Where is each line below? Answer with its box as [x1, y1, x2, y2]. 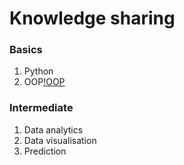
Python [23, 65, 54, 77]
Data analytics [23, 123, 84, 136]
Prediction [23, 145, 67, 157]
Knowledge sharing [9, 7, 176, 30]
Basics [9, 43, 43, 57]
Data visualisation [23, 134, 97, 146]
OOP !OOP [23, 76, 66, 88]
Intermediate [9, 101, 74, 115]
